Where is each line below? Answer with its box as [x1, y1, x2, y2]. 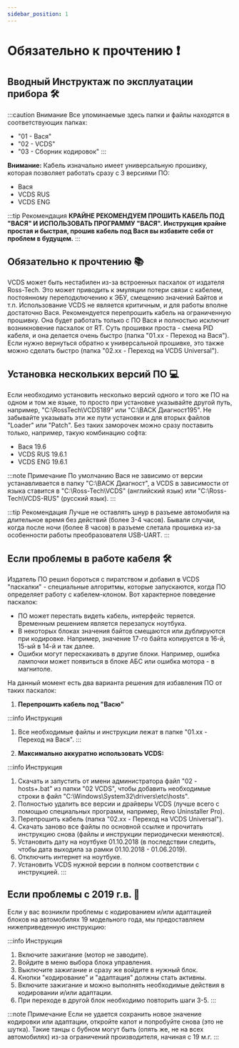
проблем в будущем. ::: [7, 234, 81, 243]
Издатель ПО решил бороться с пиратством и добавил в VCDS [7, 575, 200, 584]
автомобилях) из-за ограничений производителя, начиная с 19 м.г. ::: [7, 1032, 220, 1041]
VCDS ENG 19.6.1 [17, 458, 68, 466]
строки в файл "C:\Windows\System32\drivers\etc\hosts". [17, 792, 190, 801]
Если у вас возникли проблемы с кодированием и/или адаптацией [7, 907, 212, 916]
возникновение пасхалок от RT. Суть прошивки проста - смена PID [7, 324, 214, 332]
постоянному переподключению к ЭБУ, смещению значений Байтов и [7, 294, 223, 302]
